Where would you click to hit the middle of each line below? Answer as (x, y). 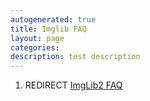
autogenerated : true (53, 19)
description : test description (75, 57)
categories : (35, 47)
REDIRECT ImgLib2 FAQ (73, 85)
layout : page (37, 38)
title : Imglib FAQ (48, 29)
